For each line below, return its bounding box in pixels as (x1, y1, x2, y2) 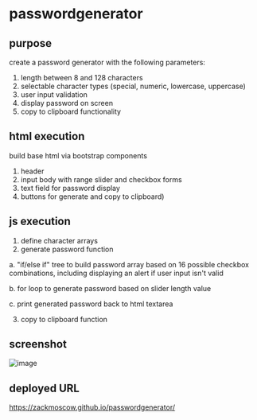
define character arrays (20, 235, 99, 245)
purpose (9, 37, 53, 50)
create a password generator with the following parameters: (9, 57, 206, 67)
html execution (9, 130, 85, 143)
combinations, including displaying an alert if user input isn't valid (9, 268, 224, 278)
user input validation (20, 90, 88, 99)
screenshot (9, 337, 67, 351)
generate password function (20, 244, 114, 254)
